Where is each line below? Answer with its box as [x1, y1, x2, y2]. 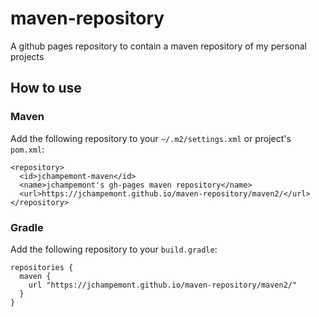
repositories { [10, 262, 74, 272]
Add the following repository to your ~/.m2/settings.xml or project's [10, 132, 292, 144]
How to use [10, 80, 82, 97]
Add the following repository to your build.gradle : [10, 243, 218, 255]
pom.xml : [10, 143, 45, 155]
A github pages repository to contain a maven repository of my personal [10, 40, 307, 52]
